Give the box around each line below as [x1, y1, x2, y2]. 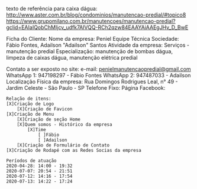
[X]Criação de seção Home [17, 116, 81, 122]
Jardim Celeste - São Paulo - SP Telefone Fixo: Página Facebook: [6, 84, 166, 91]
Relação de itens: [6, 96, 51, 102]
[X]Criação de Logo [6, 101, 54, 107]
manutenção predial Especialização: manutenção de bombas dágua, [6, 48, 173, 55]
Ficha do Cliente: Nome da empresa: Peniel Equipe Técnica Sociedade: [6, 35, 179, 42]
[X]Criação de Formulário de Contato [17, 142, 110, 148]
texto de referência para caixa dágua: [6, 5, 98, 12]
